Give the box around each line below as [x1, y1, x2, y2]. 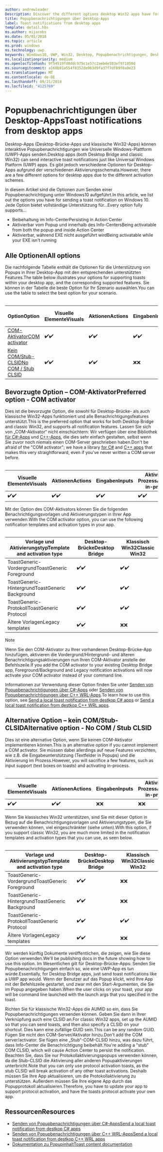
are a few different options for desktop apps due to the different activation [5, 172, 153, 178]
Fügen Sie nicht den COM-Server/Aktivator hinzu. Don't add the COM [5, 1032, 143, 1038]
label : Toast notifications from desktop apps [5, 20, 101, 26]
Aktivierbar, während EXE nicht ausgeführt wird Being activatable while [12, 232, 154, 238]
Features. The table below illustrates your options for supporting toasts [5, 275, 146, 280]
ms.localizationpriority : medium [5, 57, 73, 62]
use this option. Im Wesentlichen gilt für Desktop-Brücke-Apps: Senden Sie [5, 960, 156, 966]
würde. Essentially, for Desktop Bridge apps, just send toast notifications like [5, 971, 157, 976]
